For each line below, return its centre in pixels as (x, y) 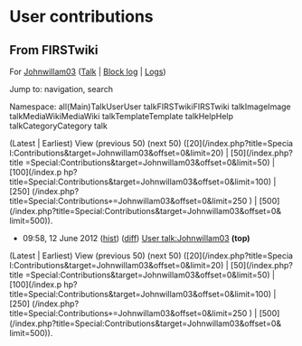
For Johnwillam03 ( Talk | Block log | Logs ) (88, 71)
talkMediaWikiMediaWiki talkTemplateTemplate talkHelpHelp (121, 116)
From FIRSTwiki (54, 50)
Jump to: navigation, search (61, 89)
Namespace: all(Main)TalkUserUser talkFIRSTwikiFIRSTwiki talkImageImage (150, 107)
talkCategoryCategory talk (59, 126)
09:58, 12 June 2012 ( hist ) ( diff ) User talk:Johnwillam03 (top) (136, 238)
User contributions (81, 17)
